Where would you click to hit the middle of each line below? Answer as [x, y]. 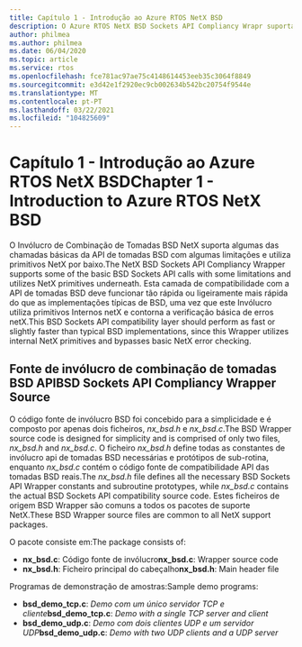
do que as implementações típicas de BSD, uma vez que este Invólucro [141, 303]
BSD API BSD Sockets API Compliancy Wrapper [143, 383]
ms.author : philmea [46, 43]
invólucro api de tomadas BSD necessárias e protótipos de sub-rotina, [139, 457]
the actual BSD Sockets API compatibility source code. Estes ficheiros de [145, 496]
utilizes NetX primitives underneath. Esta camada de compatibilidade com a [149, 284]
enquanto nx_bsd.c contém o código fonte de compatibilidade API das [139, 467]
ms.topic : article [44, 59]
